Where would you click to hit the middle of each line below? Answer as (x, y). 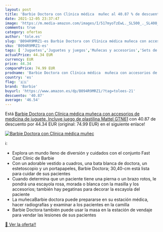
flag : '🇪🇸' (17, 82)
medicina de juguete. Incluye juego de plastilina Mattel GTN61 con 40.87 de (81, 119)
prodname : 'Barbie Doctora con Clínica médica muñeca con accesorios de (81, 73)
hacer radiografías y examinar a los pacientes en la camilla (71, 205)
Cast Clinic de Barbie (33, 158)
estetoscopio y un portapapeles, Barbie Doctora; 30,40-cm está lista (81, 169)
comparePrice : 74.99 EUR (30, 69)
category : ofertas (24, 32)
